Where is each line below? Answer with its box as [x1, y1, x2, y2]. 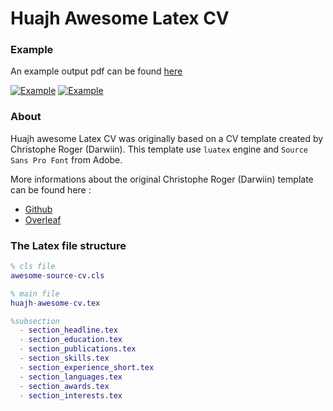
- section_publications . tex [19, 344, 137, 354]
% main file [10, 288, 60, 299]
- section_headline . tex [19, 325, 118, 336]
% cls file [10, 262, 56, 272]
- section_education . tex [19, 335, 123, 345]
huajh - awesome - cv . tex [10, 298, 101, 308]
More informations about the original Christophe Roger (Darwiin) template [10, 173, 314, 185]
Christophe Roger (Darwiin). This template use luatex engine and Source [10, 143, 308, 155]
